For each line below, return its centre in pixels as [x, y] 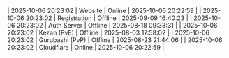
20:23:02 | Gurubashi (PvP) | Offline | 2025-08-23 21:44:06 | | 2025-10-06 [115, 40]
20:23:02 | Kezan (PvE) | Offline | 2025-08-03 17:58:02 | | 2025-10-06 [109, 32]
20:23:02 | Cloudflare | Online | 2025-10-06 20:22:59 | [86, 47]
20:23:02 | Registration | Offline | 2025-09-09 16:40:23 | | [109, 18]
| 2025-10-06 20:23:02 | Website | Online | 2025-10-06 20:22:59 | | [104, 11]
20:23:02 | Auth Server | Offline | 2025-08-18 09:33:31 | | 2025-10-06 [117, 25]
